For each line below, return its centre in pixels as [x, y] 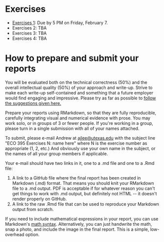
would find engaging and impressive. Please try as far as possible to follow [81, 98]
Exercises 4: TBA [29, 38]
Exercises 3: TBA [29, 33]
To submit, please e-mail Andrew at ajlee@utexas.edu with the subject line [80, 138]
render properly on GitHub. [39, 199]
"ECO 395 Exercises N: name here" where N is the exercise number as [76, 143]
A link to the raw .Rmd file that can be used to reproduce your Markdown [85, 204]
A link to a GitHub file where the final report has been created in [76, 178]
